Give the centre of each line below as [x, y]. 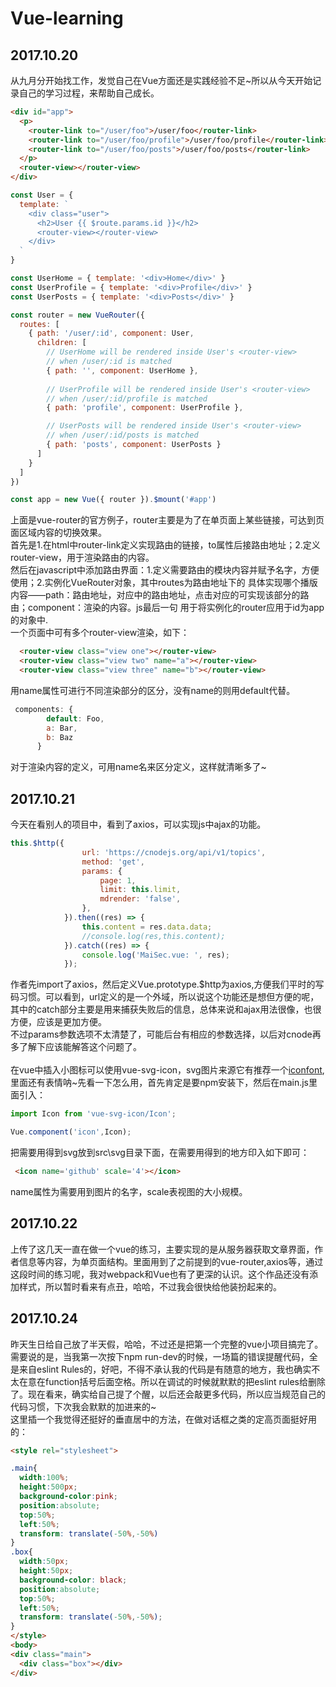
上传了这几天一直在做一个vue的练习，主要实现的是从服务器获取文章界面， [162, 1249]
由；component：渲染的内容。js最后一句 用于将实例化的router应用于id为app [167, 608]
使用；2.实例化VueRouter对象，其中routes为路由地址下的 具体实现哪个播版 [164, 583]
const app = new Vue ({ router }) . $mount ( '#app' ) [113, 500]
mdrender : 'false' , [140, 899]
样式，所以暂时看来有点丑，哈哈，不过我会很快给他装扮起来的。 [150, 1286]
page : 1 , [118, 880]
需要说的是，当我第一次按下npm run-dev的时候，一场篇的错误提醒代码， [160, 1356]
